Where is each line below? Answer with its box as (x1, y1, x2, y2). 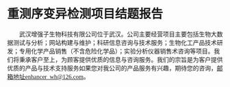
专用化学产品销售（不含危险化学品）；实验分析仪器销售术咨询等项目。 (18, 48, 214, 55)
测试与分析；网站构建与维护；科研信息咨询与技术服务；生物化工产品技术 (12, 39, 217, 46)
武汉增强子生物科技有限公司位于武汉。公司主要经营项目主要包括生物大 (19, 31, 217, 38)
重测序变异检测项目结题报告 (7, 6, 164, 22)
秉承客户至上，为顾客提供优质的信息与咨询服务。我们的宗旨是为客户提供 (18, 56, 223, 63)
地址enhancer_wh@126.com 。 (12, 73, 90, 80)
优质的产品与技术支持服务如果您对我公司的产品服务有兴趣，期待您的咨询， (7, 65, 217, 72)
